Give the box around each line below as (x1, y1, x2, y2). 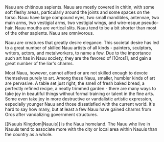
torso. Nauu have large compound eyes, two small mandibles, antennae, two (5, 15, 160, 20)
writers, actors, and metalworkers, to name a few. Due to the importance (5, 50, 151, 56)
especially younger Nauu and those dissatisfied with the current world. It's (5, 101, 155, 107)
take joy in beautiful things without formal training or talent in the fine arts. (5, 91, 154, 96)
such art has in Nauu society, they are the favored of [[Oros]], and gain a (5, 55, 152, 61)
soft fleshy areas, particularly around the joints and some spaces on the (5, 9, 150, 15)
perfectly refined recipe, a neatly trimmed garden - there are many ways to (5, 86, 156, 91)
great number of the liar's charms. (5, 61, 74, 66)
